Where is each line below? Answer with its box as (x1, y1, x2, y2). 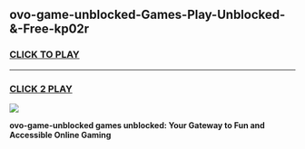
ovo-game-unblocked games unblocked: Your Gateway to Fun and (9, 119, 265, 130)
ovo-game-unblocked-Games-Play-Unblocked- (9, 7, 286, 23)
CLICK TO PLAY (9, 49, 80, 61)
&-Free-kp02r (9, 22, 90, 37)
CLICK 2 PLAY (9, 82, 73, 95)
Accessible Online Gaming (9, 129, 112, 140)
